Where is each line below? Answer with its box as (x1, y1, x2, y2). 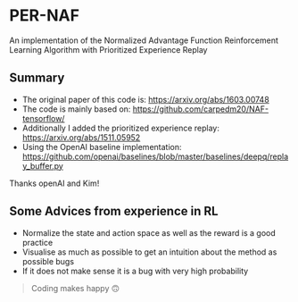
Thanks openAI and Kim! (9, 178, 100, 189)
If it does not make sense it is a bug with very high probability (21, 265, 249, 276)
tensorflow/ (21, 113, 65, 123)
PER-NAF (9, 5, 80, 26)
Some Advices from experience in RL (9, 204, 219, 219)
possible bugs (21, 256, 74, 266)
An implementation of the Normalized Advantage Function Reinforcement (9, 35, 279, 46)
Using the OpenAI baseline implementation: (21, 141, 182, 152)
